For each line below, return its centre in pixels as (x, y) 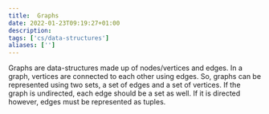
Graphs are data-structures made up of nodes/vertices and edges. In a (125, 68)
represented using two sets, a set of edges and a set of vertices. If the (124, 85)
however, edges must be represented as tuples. (87, 102)
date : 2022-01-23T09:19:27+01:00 (64, 23)
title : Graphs (34, 16)
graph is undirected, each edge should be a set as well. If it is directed (124, 93)
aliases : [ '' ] (32, 45)
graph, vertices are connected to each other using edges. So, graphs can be (135, 77)
